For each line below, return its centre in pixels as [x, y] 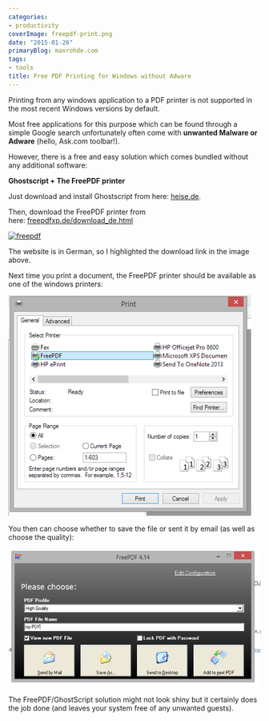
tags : [17, 59]
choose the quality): [41, 537]
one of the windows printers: [56, 284]
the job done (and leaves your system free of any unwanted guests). [121, 708]
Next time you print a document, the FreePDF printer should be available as [132, 275]
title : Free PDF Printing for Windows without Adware [100, 76]
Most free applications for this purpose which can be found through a [123, 124]
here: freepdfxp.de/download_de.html [71, 220]
